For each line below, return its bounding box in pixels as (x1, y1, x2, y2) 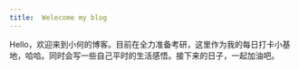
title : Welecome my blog (9, 13, 107, 22)
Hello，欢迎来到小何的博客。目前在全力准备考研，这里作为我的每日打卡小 (9, 39, 283, 49)
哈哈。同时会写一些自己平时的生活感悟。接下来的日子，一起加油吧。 (24, 50, 279, 61)
